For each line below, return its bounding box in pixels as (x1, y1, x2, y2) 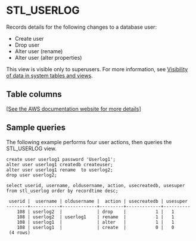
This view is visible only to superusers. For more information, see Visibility (6, 65, 188, 72)
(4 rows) (8, 230, 31, 236)
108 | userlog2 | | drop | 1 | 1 (17, 209, 175, 215)
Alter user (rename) (14, 47, 63, 54)
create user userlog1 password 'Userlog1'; (6, 156, 116, 162)
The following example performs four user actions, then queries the (6, 138, 172, 145)
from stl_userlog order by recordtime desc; (6, 188, 119, 194)
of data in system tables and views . (6, 72, 94, 79)
